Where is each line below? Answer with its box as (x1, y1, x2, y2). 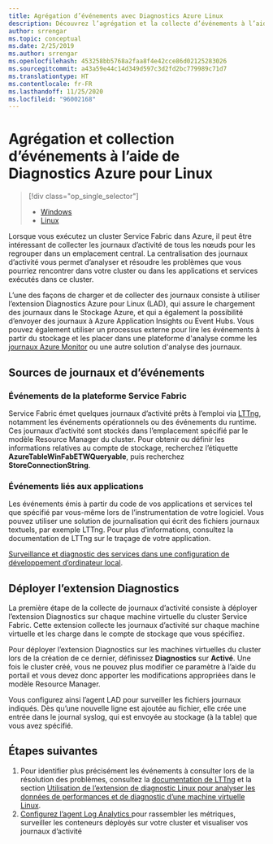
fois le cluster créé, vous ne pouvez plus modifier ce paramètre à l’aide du (8, 661, 256, 671)
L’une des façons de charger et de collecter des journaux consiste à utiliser (8, 290, 260, 301)
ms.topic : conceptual (8, 34, 82, 43)
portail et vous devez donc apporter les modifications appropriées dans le (8, 670, 256, 680)
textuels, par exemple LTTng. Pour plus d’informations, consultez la (8, 525, 234, 535)
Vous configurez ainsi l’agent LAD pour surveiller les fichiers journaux (8, 695, 241, 704)
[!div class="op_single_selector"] (28, 192, 140, 201)
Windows (40, 207, 72, 217)
